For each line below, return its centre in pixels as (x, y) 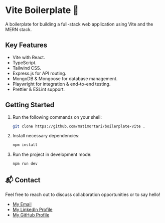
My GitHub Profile (31, 215)
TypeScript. (24, 63)
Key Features (26, 45)
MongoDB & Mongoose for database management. (65, 78)
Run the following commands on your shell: (57, 117)
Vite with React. (29, 57)
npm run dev (25, 164)
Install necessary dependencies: (46, 136)
